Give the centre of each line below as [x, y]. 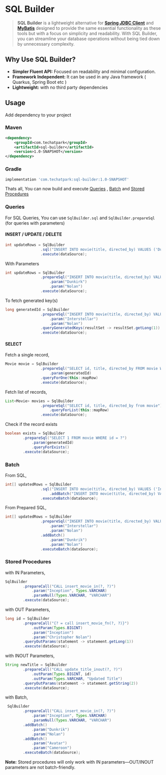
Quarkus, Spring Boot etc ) [39, 82]
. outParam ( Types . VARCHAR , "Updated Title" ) [77, 679]
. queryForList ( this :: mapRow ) [79, 410]
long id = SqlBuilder [27, 619]
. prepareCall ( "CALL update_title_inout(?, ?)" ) [73, 670]
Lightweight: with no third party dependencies [60, 87]
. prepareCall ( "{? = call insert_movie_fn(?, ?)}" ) [76, 623]
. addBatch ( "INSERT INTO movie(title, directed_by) [102, 494]
